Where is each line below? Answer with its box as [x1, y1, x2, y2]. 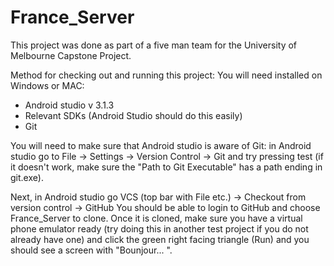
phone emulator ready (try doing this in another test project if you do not [10, 222, 309, 235]
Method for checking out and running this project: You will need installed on [10, 69, 323, 81]
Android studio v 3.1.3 [24, 99, 115, 111]
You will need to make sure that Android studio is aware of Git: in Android [10, 139, 312, 151]
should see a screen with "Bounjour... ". [10, 244, 173, 256]
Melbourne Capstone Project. [10, 49, 132, 61]
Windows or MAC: [10, 79, 85, 91]
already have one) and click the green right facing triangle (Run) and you [10, 233, 310, 245]
